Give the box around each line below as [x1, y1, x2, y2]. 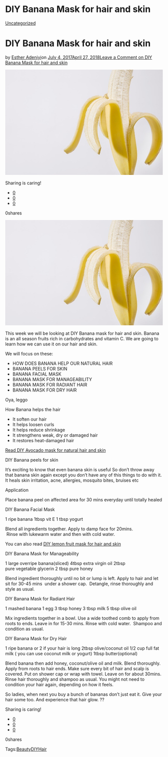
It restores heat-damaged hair [12, 437, 74, 443]
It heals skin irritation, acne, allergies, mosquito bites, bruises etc [5, 477, 139, 483]
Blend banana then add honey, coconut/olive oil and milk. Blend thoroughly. [5, 660, 161, 666]
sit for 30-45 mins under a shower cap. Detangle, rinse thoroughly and [5, 581, 153, 587]
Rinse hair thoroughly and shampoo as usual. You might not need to [5, 676, 145, 682]
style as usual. [5, 586, 35, 592]
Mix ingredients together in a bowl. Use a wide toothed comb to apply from [5, 615, 160, 621]
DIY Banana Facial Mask [5, 506, 55, 512]
